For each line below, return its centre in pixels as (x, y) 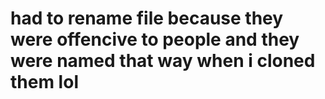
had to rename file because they (147, 18)
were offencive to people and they (155, 39)
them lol (44, 82)
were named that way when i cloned (163, 61)
